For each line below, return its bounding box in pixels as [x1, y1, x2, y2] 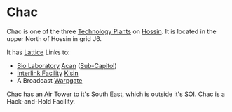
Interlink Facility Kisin [16, 69, 79, 77]
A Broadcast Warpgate [16, 76, 83, 84]
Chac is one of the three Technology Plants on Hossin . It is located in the [6, 27, 217, 35]
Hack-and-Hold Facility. [6, 97, 75, 105]
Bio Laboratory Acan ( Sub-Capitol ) [16, 61, 117, 70]
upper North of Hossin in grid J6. [6, 34, 102, 42]
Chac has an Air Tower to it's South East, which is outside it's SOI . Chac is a [6, 90, 226, 98]
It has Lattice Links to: [6, 48, 70, 56]
